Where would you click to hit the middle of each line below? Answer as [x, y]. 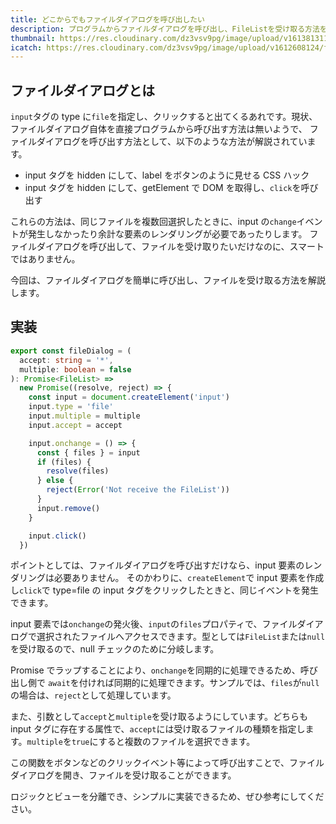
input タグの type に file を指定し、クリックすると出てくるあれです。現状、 [164, 117]
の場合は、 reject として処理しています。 [93, 695]
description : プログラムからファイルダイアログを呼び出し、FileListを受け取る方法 [165, 29]
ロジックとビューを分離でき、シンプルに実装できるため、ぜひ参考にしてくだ [167, 797]
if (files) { [64, 462]
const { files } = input [88, 452]
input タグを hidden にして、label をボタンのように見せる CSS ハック [167, 175]
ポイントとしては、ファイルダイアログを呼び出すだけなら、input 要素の [157, 565]
